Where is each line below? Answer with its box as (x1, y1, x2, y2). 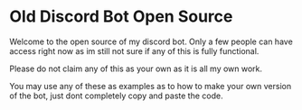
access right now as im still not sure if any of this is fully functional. (9, 45, 260, 56)
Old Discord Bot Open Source (9, 6, 233, 27)
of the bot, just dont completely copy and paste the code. (9, 90, 223, 101)
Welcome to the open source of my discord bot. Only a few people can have (9, 36, 294, 47)
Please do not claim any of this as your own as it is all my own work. (9, 63, 263, 74)
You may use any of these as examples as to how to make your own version (9, 80, 292, 91)
